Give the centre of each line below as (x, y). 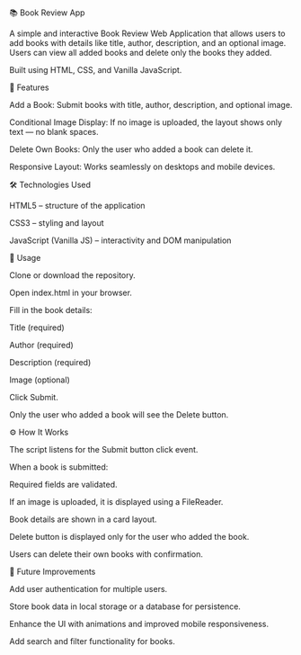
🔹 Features (29, 87)
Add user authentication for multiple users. (89, 589)
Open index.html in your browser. (71, 292)
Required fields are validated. (64, 485)
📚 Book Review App (47, 13)
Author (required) (41, 345)
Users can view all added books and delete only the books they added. (141, 53)
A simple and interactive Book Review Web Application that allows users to (147, 33)
